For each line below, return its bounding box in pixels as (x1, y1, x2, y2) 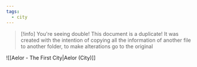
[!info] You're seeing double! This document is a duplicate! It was (20, 30, 179, 37)
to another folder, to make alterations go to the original (20, 42, 153, 50)
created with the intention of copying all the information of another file (20, 36, 192, 43)
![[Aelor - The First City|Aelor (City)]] (6, 54, 96, 61)
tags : (6, 8, 19, 15)
